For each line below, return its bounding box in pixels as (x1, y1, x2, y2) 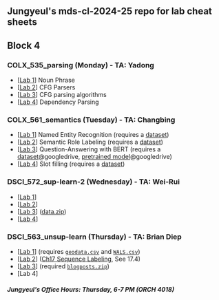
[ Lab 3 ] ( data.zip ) (17, 207, 67, 215)
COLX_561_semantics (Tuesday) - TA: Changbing (7, 115, 176, 125)
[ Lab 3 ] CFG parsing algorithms (17, 91, 107, 99)
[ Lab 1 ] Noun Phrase (17, 76, 76, 85)
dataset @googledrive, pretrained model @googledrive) (17, 153, 172, 161)
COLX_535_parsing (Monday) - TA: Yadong (7, 60, 155, 69)
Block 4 (7, 39, 41, 51)
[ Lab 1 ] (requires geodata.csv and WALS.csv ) (17, 247, 140, 255)
